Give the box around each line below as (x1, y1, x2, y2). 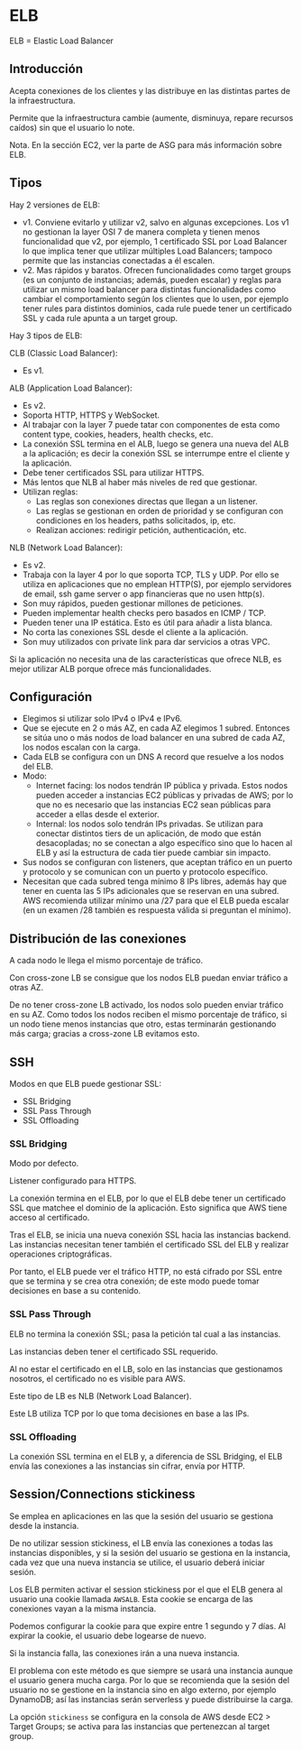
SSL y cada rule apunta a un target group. (22, 312, 178, 323)
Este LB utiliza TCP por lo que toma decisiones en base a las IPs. (9, 1408, 250, 1419)
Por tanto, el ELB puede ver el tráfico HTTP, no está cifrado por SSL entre (9, 1266, 282, 1277)
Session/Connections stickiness (9, 1487, 196, 1502)
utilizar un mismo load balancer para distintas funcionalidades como (22, 283, 277, 294)
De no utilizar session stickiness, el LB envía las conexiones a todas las (9, 1537, 273, 1548)
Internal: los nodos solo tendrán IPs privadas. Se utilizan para (35, 818, 264, 830)
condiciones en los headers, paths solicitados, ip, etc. (35, 515, 236, 526)
